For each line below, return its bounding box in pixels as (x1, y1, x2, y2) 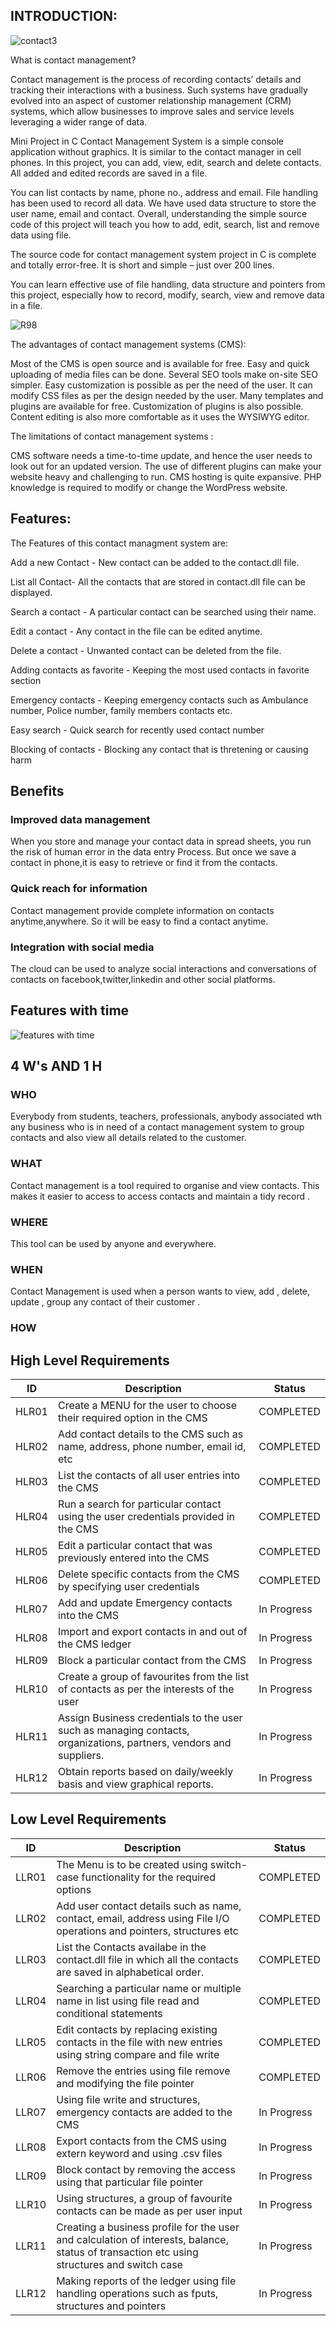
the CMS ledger (57, 1637, 132, 1651)
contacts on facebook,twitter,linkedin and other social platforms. (10, 973, 276, 985)
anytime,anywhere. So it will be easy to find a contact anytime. (10, 915, 269, 927)
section (10, 674, 42, 686)
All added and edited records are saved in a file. (10, 167, 208, 179)
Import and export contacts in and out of (57, 1625, 248, 1639)
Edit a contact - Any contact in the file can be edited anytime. (10, 625, 263, 637)
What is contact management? (10, 54, 137, 66)
